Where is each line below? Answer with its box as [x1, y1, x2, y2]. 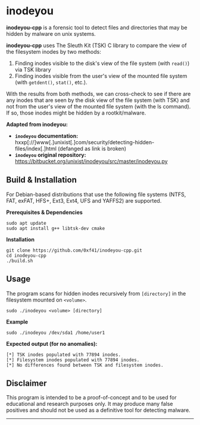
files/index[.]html [14, 145, 57, 152]
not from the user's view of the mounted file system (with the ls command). [6, 103, 191, 110]
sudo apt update [6, 220, 46, 226]
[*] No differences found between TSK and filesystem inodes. [6, 362, 164, 368]
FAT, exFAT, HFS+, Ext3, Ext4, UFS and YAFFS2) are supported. [6, 197, 162, 204]
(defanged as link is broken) [57, 145, 127, 152]
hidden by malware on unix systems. [6, 30, 96, 37]
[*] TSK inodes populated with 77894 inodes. [6, 352, 121, 358]
